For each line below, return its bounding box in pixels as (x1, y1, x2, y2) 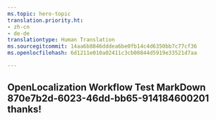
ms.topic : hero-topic (7, 10, 71, 18)
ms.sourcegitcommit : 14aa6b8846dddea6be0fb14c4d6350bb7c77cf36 (7, 43, 198, 50)
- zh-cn (7, 23, 30, 30)
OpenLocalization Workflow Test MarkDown (7, 81, 206, 93)
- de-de (7, 29, 30, 37)
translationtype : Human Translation (7, 36, 115, 44)
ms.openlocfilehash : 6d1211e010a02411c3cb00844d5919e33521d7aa (7, 50, 198, 57)
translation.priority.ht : (7, 17, 83, 24)
